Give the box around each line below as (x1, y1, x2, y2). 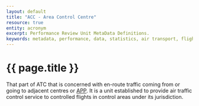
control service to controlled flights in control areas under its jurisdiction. (6, 93, 184, 100)
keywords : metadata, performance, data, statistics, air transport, (6, 36, 179, 42)
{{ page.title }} (6, 61, 79, 75)
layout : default (6, 8, 46, 15)
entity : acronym (6, 25, 46, 31)
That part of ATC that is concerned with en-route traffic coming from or (6, 81, 181, 88)
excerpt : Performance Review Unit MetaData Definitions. (6, 31, 150, 37)
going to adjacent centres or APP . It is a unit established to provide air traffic (6, 87, 192, 94)
